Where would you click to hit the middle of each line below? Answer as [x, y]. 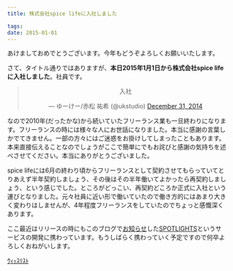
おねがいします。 [50, 246]
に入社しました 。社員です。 [47, 76]
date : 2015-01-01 [32, 33]
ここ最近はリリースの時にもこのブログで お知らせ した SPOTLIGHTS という [111, 229]
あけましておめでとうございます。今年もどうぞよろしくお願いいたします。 [113, 54]
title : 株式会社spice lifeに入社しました [62, 14]
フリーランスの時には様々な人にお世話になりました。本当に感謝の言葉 [119, 130]
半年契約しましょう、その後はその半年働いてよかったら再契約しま [126, 179]
